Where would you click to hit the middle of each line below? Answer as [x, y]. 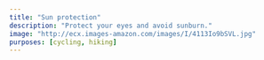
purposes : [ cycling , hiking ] [63, 42]
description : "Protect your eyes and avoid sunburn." [111, 26]
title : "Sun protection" [55, 17]
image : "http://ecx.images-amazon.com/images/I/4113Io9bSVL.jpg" [132, 34]
